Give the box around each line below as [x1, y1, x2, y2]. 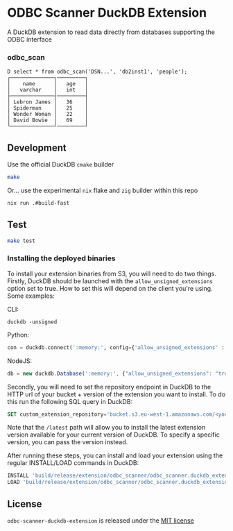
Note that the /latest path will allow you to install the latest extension [7, 423, 206, 432]
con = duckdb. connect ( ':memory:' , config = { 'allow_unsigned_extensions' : [7, 344, 225, 351]
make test [7, 237, 36, 244]
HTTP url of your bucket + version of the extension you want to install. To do [7, 390, 226, 398]
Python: [7, 330, 30, 339]
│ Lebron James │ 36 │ [7, 99, 89, 106]
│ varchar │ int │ [7, 87, 89, 94]
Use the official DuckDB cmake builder [7, 160, 114, 169]
